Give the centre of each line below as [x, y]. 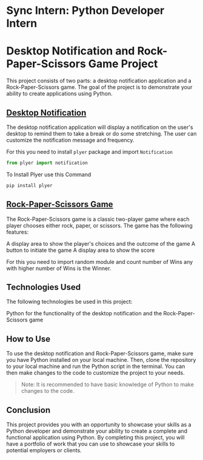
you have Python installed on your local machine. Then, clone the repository [101, 360]
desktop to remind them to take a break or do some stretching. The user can [101, 133]
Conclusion [28, 410]
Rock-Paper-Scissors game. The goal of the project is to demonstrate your [99, 87]
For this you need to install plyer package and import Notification [89, 151]
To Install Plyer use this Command [49, 174]
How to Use [28, 339]
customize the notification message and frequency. [70, 140]
